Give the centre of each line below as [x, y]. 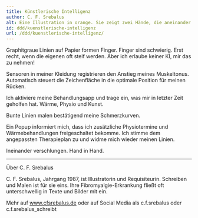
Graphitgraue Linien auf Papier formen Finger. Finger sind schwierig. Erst [95, 50]
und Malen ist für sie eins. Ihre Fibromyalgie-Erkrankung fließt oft [85, 185]
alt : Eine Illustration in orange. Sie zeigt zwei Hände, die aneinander [99, 22]
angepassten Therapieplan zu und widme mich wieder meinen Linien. [90, 139]
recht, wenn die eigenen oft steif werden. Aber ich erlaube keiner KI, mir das [99, 56]
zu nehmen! [21, 63]
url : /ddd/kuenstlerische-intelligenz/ [55, 33]
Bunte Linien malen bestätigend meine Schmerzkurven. [73, 116]
